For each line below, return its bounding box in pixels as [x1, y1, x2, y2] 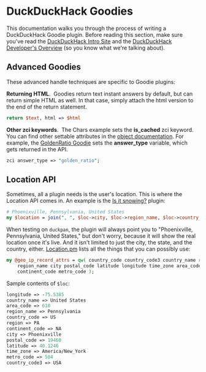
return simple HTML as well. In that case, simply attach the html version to [6, 96, 194, 104]
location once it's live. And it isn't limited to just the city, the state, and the [6, 239, 193, 246]
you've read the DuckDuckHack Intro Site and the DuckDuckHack [6, 37, 172, 45]
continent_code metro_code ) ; [17, 268, 95, 275]
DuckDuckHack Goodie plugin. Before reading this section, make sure [6, 31, 183, 38]
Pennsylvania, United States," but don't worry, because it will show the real [6, 232, 196, 240]
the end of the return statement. [6, 103, 87, 110]
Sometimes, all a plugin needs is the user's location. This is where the [6, 191, 183, 198]
